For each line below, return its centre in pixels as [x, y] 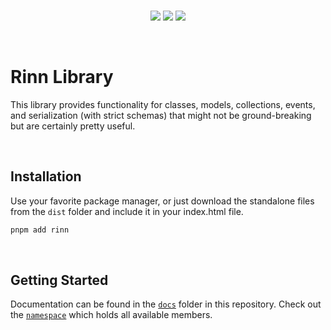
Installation [46, 176]
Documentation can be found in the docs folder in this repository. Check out [166, 304]
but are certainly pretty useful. [73, 126]
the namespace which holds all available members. [111, 315]
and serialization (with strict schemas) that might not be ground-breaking [161, 115]
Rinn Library [62, 77]
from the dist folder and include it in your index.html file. [127, 211]
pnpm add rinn [40, 230]
